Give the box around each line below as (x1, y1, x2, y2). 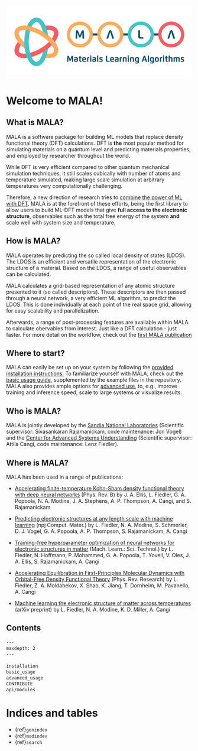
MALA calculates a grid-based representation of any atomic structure (6, 282, 176, 289)
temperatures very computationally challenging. (6, 182, 123, 189)
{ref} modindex (14, 732, 48, 739)
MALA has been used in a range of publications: (6, 473, 123, 480)
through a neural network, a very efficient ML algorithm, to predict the (6, 294, 176, 301)
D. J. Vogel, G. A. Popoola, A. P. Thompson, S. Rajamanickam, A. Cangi (14, 528, 187, 535)
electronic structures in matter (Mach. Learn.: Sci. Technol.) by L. (14, 545, 173, 552)
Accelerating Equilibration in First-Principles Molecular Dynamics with (14, 570, 185, 577)
